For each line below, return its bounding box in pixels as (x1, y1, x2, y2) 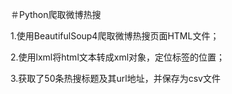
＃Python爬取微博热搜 (10, 9, 102, 20)
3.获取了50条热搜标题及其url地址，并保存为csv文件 (10, 73, 221, 84)
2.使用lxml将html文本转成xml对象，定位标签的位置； (10, 51, 226, 63)
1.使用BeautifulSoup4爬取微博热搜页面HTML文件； (10, 30, 220, 42)
